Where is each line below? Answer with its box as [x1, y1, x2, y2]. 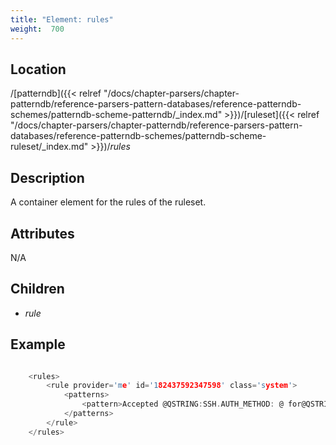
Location [10, 61, 67, 78]
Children [10, 281, 65, 298]
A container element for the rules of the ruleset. [10, 196, 207, 208]
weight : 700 [10, 24, 65, 34]
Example [10, 336, 66, 353]
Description [10, 169, 85, 186]
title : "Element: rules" [10, 14, 114, 25]
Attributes [10, 225, 75, 242]
